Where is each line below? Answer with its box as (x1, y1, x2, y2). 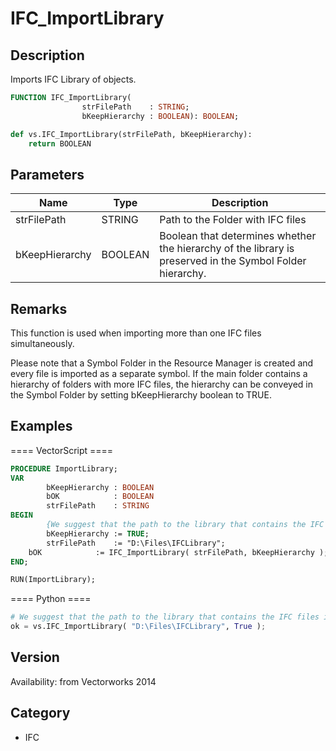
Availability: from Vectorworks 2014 (10, 675, 157, 687)
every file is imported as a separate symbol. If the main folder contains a (10, 368, 308, 379)
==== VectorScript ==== (10, 444, 114, 456)
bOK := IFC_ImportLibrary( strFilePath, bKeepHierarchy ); (28, 547, 329, 557)
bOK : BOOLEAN (46, 492, 155, 502)
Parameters (10, 166, 85, 183)
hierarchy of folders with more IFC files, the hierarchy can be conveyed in (10, 378, 313, 390)
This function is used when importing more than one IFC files (10, 327, 262, 339)
